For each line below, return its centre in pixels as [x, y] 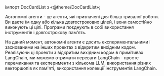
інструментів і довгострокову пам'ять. [46, 32]
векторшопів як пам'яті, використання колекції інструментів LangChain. [81, 68]
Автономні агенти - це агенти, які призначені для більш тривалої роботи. [82, 17]
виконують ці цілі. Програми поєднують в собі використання [70, 27]
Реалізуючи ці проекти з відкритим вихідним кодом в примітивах [74, 52]
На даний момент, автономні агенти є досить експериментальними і [78, 42]
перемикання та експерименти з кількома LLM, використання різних [78, 63]
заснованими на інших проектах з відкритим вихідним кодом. [71, 47]
